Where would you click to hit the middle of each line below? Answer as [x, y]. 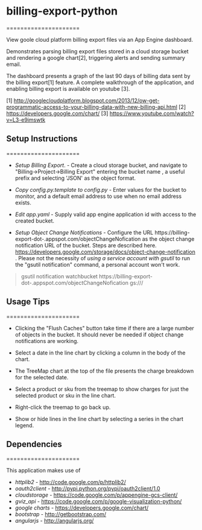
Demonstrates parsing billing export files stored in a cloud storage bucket [97, 51]
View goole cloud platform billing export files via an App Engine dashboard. [100, 39]
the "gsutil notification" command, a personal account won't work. [97, 264]
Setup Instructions [42, 139]
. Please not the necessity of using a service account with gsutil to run [103, 258]
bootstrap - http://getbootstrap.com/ [61, 514]
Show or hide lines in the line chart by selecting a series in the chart [99, 419]
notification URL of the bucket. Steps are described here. [86, 245]
